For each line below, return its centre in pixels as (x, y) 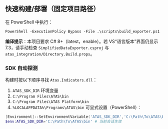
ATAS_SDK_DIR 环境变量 (35, 90)
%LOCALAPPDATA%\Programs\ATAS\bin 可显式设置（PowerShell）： (77, 107)
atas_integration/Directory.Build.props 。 (50, 53)
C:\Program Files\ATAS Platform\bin (50, 102)
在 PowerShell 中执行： (29, 22)
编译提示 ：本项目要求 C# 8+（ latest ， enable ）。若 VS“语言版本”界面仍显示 (82, 41)
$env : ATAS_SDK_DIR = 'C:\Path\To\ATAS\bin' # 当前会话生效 (63, 121)
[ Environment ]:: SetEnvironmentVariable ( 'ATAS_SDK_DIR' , (64, 117)
